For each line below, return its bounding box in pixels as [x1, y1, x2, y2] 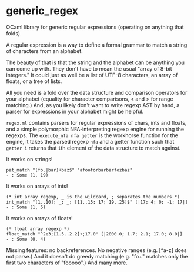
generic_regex [6, 4, 78, 18]
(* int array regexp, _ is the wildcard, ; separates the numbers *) [6, 194, 180, 200]
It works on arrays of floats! [6, 214, 73, 221]
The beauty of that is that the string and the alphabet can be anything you [6, 59, 185, 66]
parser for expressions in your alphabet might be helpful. [6, 108, 144, 115]
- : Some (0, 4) [6, 236, 46, 242]
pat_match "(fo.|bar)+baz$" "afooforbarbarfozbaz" [6, 167, 133, 173]
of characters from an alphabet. [6, 47, 83, 54]
